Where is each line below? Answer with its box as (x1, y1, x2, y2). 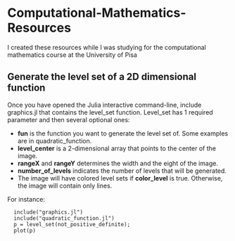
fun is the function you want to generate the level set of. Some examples (17, 129, 229, 138)
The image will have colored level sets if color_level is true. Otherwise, (17, 174, 223, 182)
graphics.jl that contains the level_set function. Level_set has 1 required (7, 108, 213, 117)
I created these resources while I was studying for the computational (7, 43, 206, 51)
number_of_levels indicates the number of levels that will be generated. (17, 167, 227, 175)
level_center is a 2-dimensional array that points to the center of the (17, 144, 217, 152)
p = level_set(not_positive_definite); (13, 221, 131, 228)
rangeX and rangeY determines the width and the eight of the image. (17, 159, 218, 167)
